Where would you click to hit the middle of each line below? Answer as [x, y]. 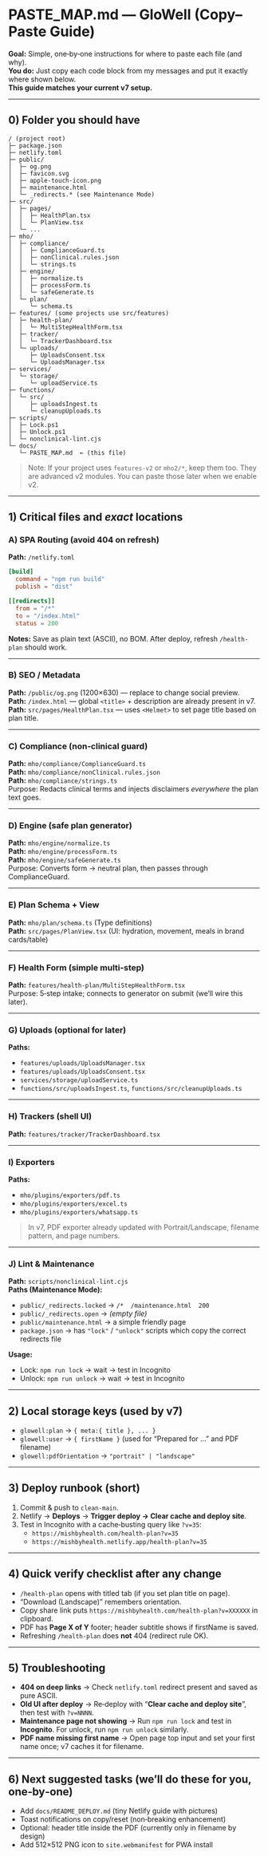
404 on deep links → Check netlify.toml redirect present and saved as [138, 1687]
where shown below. [42, 79]
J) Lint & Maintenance [51, 1264]
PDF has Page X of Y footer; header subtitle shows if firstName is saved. [139, 1627]
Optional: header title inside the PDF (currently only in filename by [128, 1828]
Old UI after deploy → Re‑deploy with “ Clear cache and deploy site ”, [133, 1704]
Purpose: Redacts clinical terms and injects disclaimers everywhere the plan [134, 789]
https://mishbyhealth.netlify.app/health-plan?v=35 [119, 1542]
